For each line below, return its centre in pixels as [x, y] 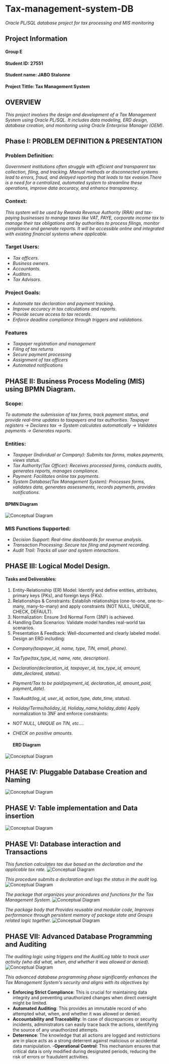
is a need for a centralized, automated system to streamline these [74, 183]
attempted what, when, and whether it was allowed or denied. [77, 1013]
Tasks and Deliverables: [31, 579]
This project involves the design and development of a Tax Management [81, 114]
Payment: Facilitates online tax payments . [56, 476]
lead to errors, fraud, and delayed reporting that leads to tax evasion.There [83, 177]
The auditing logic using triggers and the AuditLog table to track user [77, 956]
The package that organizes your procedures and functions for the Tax [79, 894]
